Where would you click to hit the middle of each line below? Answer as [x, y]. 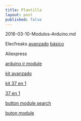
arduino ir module [24, 64]
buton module [20, 113]
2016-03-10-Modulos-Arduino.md [40, 34]
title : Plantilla [24, 10]
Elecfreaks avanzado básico [35, 44]
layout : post [19, 15]
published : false [24, 19]
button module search [28, 103]
